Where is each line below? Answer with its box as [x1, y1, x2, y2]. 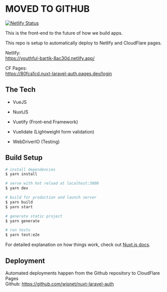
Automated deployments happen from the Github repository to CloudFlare [5, 270, 160, 276]
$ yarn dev [5, 186, 29, 191]
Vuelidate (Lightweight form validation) [12, 128, 95, 134]
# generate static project [5, 213, 63, 219]
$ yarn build [5, 199, 33, 205]
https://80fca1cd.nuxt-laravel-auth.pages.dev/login [5, 70, 112, 77]
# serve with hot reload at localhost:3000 [5, 181, 99, 186]
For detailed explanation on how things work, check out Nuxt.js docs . [5, 241, 151, 248]
